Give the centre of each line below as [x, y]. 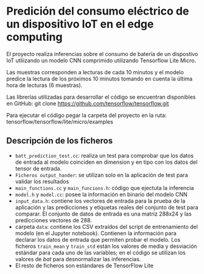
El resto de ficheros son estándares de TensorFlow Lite [84, 265]
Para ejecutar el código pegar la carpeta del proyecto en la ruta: [86, 115]
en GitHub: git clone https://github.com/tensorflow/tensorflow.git [88, 103]
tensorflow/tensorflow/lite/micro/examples [60, 121]
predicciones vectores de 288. [54, 220]
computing [34, 37]
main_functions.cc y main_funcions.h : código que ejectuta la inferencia [104, 188]
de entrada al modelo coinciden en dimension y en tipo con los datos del [106, 162]
